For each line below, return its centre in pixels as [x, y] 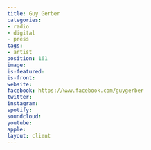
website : [20, 84]
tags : [15, 46]
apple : [17, 129]
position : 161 [28, 59]
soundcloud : [24, 116]
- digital [21, 33]
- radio [18, 26]
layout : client [29, 135]
